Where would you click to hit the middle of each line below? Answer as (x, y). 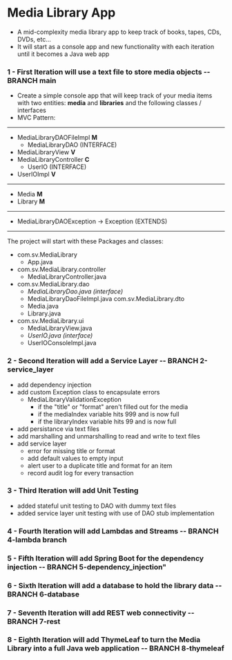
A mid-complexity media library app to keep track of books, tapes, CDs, (119, 32)
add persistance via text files (58, 429)
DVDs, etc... (34, 39)
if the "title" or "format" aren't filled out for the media (113, 407)
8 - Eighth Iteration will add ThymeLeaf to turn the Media (104, 640)
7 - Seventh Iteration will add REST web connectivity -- (101, 612)
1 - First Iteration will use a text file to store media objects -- (109, 72)
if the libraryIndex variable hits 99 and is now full (107, 421)
